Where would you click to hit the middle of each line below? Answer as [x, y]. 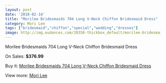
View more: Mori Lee [26, 75]
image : [12, 33]
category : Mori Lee [25, 23]
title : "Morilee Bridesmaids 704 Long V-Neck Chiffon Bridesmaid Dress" [82, 19]
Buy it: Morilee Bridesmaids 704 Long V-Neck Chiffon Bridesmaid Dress [78, 66]
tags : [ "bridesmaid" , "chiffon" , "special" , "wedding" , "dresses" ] [72, 28]
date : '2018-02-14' [25, 14]
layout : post [19, 10]
